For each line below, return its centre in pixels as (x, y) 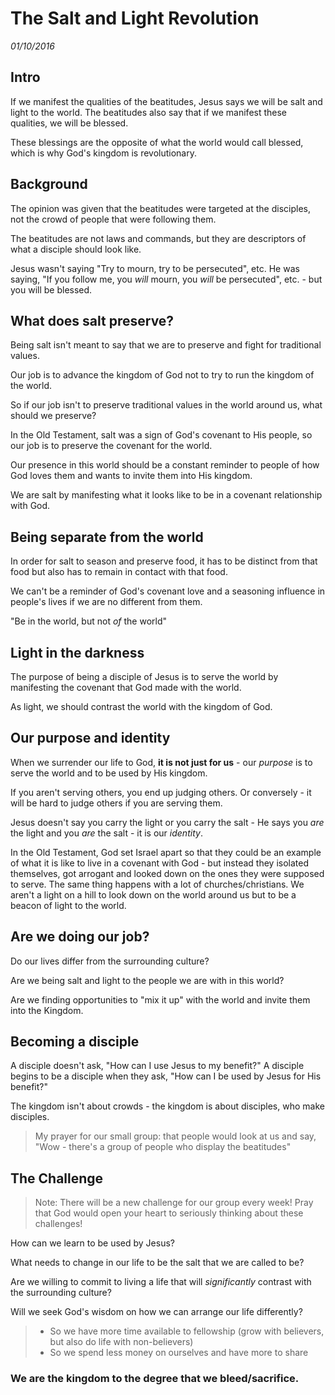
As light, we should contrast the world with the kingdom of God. (141, 706)
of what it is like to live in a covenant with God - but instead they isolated (160, 863)
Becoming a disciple (75, 1042)
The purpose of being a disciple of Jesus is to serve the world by (144, 676)
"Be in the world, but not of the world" (89, 621)
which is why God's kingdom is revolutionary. (104, 153)
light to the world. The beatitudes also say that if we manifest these (149, 112)
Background (49, 184)
